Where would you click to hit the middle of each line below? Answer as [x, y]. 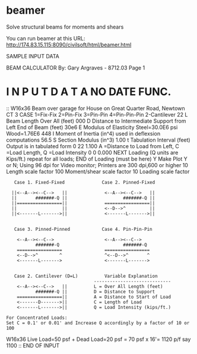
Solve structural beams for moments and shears [65, 27]
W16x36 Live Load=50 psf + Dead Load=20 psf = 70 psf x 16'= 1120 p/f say [99, 339]
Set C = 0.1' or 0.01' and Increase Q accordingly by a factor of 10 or [98, 323]
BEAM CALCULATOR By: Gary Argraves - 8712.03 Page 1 [76, 68]
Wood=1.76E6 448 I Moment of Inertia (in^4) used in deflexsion [83, 133]
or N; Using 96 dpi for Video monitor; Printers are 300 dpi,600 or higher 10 [97, 165]
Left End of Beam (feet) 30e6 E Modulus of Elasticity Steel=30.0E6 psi [92, 127]
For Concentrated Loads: [37, 318]
